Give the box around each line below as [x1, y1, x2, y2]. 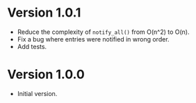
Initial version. [17, 89, 58, 97]
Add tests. [17, 42, 47, 50]
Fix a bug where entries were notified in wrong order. [17, 35, 170, 43]
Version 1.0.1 [7, 5, 81, 21]
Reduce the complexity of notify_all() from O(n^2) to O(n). [17, 28, 190, 36]
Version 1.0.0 [7, 67, 85, 82]
